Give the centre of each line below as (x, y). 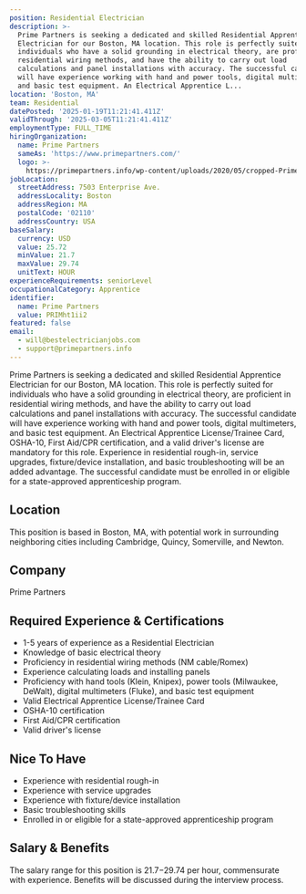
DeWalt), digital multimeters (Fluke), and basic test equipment (138, 691)
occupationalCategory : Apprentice (75, 289)
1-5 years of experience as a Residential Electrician (118, 643)
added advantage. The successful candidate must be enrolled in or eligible (150, 472)
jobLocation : (34, 179)
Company (38, 570)
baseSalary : (32, 230)
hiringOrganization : (49, 137)
